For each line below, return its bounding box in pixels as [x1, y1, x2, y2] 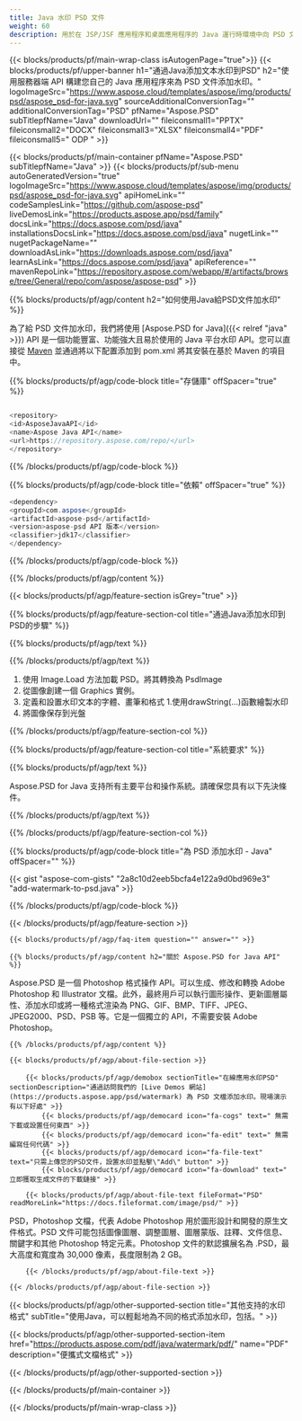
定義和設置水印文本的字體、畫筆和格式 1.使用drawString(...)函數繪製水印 [22, 697, 289, 706]
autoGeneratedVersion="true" [9, 171, 120, 182]
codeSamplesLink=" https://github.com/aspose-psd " [9, 200, 204, 210]
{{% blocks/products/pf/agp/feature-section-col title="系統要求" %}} [9, 744, 265, 755]
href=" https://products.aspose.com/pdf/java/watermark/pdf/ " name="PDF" [9, 1338, 289, 1349]
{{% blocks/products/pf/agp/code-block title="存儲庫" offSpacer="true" [9, 376, 277, 386]
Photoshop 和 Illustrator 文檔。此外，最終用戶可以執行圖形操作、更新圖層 [9, 989, 280, 999]
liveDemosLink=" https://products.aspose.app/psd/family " [9, 209, 223, 220]
